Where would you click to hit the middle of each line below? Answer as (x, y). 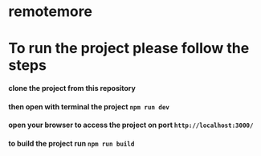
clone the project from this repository (72, 88)
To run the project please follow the (129, 49)
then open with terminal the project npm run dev (89, 106)
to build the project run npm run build (71, 143)
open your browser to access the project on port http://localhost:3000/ (131, 125)
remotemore (50, 12)
